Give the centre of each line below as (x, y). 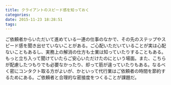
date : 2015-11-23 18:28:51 (34, 19)
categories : (18, 15)
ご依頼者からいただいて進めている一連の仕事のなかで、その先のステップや (83, 39)
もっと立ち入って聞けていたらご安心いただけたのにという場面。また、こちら (86, 59)
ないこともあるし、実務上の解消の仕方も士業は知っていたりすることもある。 (86, 52)
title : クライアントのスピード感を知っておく (47, 10)
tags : (11, 24)
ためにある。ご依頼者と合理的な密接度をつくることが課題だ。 (74, 77)
